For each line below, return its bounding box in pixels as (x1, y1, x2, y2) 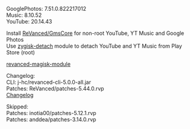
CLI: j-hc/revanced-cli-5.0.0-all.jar (6, 78, 92, 86)
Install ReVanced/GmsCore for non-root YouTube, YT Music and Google (6, 30, 185, 37)
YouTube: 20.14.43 (6, 18, 52, 25)
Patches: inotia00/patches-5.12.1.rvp (6, 110, 97, 116)
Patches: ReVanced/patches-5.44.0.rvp (6, 85, 104, 92)
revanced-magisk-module (6, 60, 71, 68)
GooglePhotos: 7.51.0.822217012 (6, 5, 86, 12)
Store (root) (6, 49, 35, 56)
